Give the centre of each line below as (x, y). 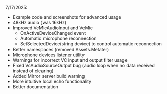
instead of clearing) (33, 71)
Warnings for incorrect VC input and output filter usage (70, 60)
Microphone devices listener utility (49, 55)
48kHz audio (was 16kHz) (39, 22)
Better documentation (35, 87)
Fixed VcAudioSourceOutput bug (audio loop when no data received (84, 65)
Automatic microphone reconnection (58, 38)
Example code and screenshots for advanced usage (67, 17)
